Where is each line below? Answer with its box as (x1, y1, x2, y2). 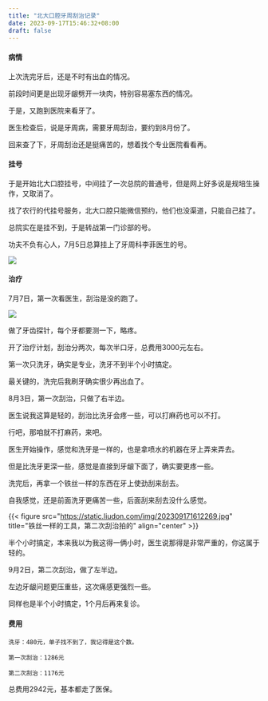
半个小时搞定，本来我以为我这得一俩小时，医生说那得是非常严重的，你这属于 (8, 537, 260, 548)
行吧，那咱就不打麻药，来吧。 (8, 427, 106, 436)
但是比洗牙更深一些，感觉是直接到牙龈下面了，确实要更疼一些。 (8, 461, 218, 471)
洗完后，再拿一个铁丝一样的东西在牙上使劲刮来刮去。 (8, 478, 183, 488)
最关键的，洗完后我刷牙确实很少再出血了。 (8, 376, 148, 386)
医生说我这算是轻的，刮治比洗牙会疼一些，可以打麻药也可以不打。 (8, 410, 225, 420)
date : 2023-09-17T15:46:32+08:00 (8, 19, 120, 27)
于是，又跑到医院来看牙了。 (8, 106, 100, 115)
